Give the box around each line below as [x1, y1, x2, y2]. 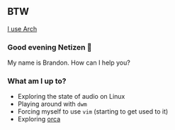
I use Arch [7, 24, 38, 33]
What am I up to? [7, 76, 67, 86]
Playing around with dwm [17, 99, 87, 109]
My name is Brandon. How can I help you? [7, 58, 131, 67]
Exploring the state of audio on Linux [17, 92, 125, 101]
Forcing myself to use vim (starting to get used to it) [17, 107, 169, 116]
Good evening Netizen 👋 [7, 42, 92, 52]
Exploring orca [17, 115, 61, 124]
